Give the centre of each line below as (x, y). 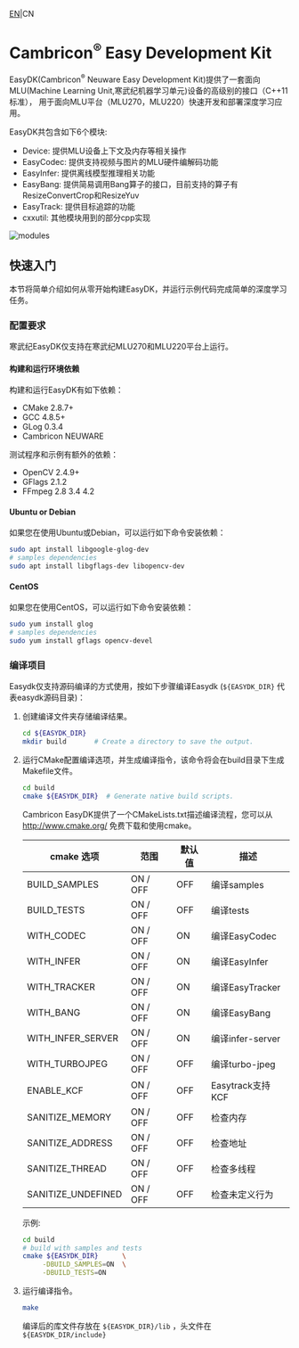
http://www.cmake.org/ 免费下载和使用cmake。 (109, 826)
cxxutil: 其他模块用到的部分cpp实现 (86, 218)
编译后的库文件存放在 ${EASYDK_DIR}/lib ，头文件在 (117, 1326)
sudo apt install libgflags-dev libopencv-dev (97, 566)
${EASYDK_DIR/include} (64, 1335)
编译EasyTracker (246, 987)
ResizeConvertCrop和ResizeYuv (81, 195)
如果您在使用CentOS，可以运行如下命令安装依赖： (101, 607)
